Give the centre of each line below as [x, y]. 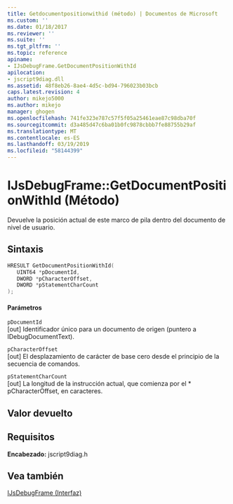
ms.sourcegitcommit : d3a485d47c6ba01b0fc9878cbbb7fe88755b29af [102, 125]
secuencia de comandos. [44, 364]
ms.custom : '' [28, 20]
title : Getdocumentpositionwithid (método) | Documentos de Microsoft [113, 14]
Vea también [35, 476]
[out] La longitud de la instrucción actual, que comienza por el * [99, 384]
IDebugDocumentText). [41, 337]
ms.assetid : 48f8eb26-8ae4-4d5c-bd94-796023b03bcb [83, 86]
